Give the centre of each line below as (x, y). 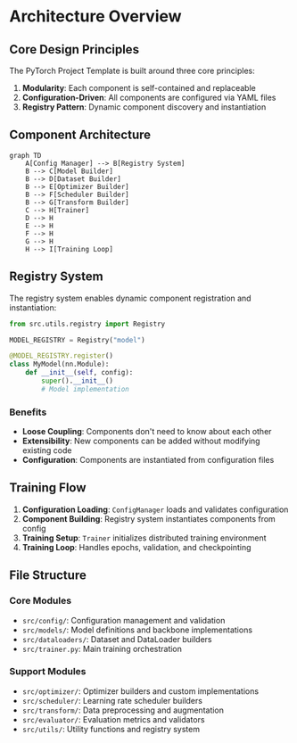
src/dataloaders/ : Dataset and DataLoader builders (117, 639)
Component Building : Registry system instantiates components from (149, 518)
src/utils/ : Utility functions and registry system (111, 729)
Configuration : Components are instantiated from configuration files (148, 460)
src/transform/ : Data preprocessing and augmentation (123, 710)
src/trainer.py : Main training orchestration (102, 648)
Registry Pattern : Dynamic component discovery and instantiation (144, 107)
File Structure (48, 576)
